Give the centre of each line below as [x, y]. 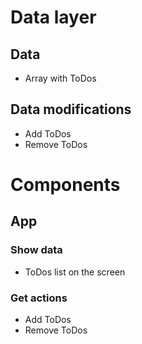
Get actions [39, 298]
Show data [36, 250]
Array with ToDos [60, 78]
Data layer [53, 17]
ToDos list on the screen [75, 272]
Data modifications [71, 109]
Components [65, 185]
